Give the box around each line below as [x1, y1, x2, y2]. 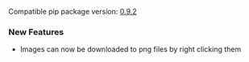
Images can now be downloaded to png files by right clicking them [19, 45, 242, 54]
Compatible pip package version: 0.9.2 [8, 7, 137, 16]
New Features [8, 26, 64, 37]
